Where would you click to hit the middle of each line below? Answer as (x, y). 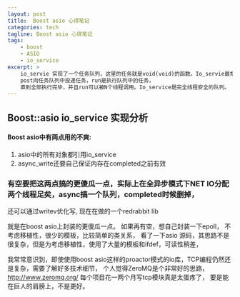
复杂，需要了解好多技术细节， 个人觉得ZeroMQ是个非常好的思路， (111, 268)
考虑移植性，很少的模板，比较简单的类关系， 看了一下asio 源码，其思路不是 (119, 236)
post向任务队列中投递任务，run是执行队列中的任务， (87, 80)
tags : (15, 41)
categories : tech (33, 27)
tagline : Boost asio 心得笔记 (50, 34)
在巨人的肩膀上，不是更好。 (48, 286)
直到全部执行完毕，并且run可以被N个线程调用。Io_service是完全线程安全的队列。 (125, 87)
